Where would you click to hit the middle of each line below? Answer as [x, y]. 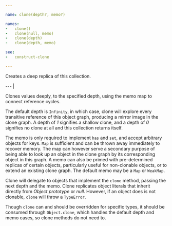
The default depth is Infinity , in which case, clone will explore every [79, 111]
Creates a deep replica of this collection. [48, 76]
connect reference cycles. [33, 101]
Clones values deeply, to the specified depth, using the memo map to [79, 96]
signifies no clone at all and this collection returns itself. [64, 128]
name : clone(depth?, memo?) [35, 14]
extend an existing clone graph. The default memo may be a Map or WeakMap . [85, 171]
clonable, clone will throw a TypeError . [46, 197]
